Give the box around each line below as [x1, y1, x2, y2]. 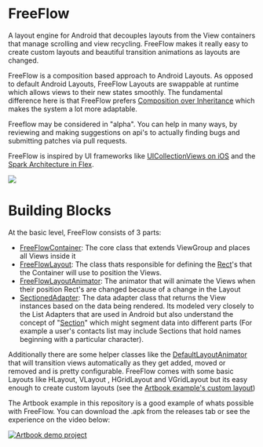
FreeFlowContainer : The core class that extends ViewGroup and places [19, 242, 250, 252]
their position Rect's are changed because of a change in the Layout [19, 284, 241, 294]
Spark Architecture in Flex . [8, 159, 94, 169]
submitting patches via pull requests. [8, 136, 128, 145]
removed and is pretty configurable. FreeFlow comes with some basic [8, 366, 234, 376]
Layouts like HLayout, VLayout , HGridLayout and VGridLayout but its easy [8, 374, 248, 384]
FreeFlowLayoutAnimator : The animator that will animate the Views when [19, 276, 256, 285]
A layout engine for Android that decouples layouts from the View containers [8, 31, 256, 40]
